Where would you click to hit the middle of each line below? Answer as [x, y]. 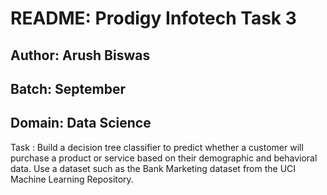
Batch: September [68, 88]
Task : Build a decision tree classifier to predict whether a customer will [157, 147]
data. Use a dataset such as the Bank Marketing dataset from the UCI [153, 168]
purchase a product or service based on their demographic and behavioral [164, 158]
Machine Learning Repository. [72, 179]
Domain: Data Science [81, 123]
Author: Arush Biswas [80, 55]
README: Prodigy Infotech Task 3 [153, 18]
